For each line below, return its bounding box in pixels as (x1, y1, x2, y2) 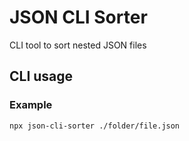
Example (9, 98, 53, 112)
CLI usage (9, 68, 74, 85)
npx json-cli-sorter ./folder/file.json (9, 121, 181, 131)
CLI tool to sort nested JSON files (9, 39, 147, 51)
